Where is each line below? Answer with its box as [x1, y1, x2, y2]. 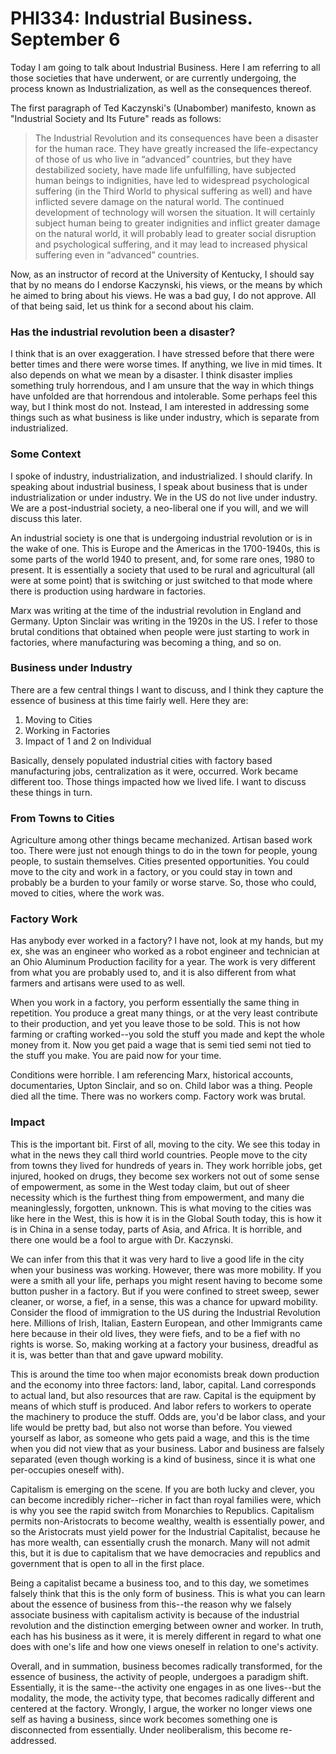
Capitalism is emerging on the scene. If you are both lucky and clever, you [10, 1483, 315, 1495]
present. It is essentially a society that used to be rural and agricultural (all [10, 563, 315, 576]
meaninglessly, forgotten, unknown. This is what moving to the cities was [10, 1202, 312, 1214]
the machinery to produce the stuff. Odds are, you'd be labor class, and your [10, 1410, 326, 1422]
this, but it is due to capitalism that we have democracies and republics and [10, 1547, 321, 1559]
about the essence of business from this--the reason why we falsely [10, 1598, 292, 1610]
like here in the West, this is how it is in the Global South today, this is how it [10, 1212, 322, 1224]
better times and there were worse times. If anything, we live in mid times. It [10, 358, 323, 371]
